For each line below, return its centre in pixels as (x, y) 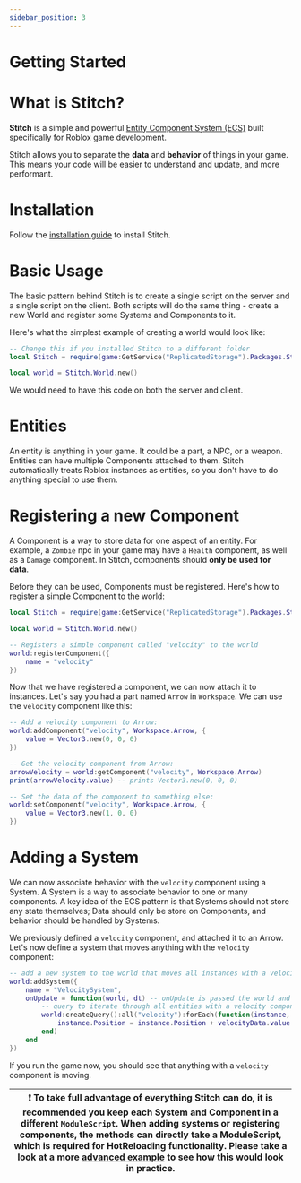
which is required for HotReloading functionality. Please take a (150, 1145)
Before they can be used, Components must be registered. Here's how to (144, 587)
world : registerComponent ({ (60, 653)
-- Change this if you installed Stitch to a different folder (130, 349)
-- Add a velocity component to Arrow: (84, 722)
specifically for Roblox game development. (88, 137)
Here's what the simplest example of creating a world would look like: (138, 332)
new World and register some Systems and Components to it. (122, 315)
